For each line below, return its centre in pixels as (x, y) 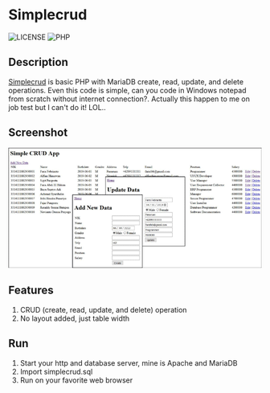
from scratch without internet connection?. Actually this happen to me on (129, 99)
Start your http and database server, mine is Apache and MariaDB (129, 362)
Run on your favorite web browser (76, 380)
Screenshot (38, 133)
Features (31, 291)
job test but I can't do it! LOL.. (57, 107)
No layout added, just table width (75, 318)
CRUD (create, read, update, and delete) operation (103, 309)
